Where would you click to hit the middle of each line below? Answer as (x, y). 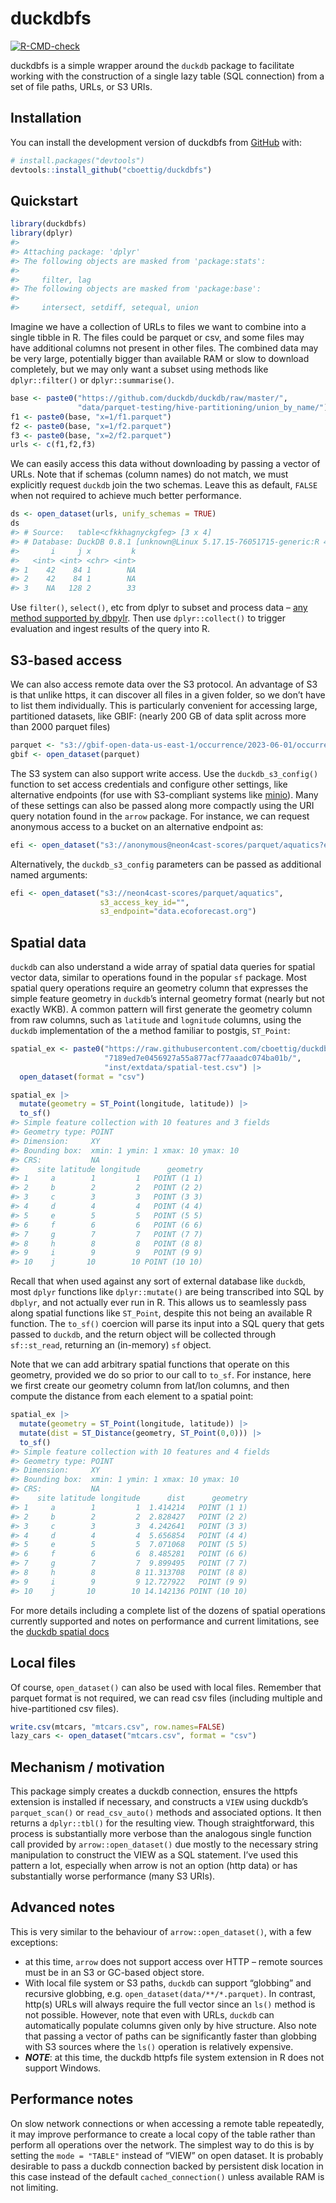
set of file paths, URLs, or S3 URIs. (81, 86)
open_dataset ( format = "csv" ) (82, 1077)
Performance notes (72, 2099)
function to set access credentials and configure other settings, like (149, 784)
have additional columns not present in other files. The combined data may (164, 348)
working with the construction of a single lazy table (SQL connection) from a (167, 76)
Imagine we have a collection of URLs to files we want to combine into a (158, 327)
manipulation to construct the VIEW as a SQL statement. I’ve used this (154, 1855)
